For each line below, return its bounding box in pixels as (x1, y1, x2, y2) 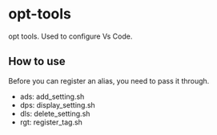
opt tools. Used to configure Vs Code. (8, 31, 133, 41)
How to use (8, 55, 66, 68)
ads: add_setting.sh (19, 92, 85, 101)
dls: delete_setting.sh (19, 108, 90, 118)
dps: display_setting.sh (19, 100, 96, 109)
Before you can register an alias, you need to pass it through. (8, 76, 210, 85)
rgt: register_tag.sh (19, 117, 82, 127)
